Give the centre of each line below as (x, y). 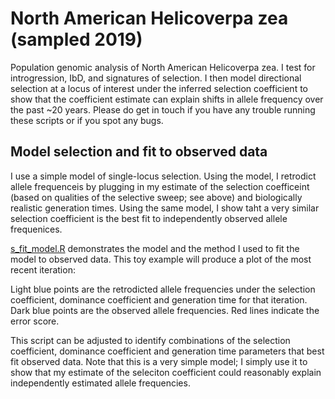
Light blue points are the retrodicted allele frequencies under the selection (163, 289)
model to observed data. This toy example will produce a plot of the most (161, 259)
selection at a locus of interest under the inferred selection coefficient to (159, 88)
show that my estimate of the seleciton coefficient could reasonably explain (166, 372)
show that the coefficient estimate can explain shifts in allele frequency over (167, 99)
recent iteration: (43, 269)
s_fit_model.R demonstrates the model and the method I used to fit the (155, 248)
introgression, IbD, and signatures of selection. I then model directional (156, 78)
